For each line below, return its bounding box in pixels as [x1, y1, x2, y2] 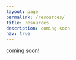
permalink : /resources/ [6, 14, 65, 20]
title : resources [6, 20, 49, 26]
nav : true [6, 31, 31, 37]
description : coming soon [6, 25, 70, 31]
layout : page [6, 8, 39, 15]
